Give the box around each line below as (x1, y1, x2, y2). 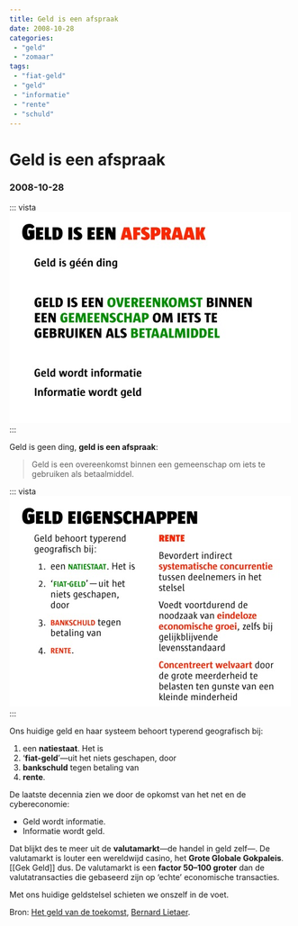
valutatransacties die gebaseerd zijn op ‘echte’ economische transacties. (9, 871, 280, 882)
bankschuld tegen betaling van (22, 761, 140, 773)
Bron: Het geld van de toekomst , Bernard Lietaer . (9, 906, 191, 917)
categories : (9, 33, 54, 42)
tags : (9, 62, 30, 71)
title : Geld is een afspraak (9, 14, 119, 23)
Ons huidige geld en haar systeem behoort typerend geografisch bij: (9, 725, 264, 736)
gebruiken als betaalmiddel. (31, 468, 135, 479)
